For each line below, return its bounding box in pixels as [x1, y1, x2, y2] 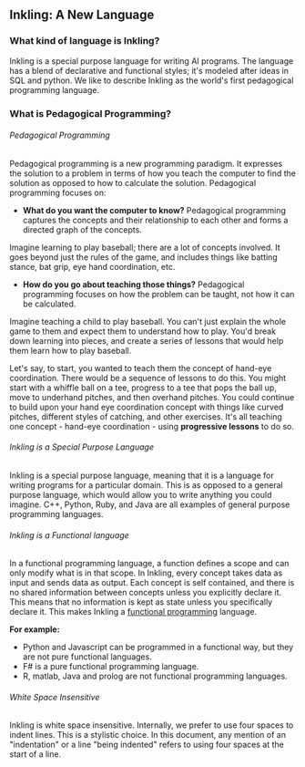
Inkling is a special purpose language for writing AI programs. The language [9, 55, 294, 67]
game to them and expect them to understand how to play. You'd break [9, 326, 276, 337]
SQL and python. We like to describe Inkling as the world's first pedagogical [9, 75, 294, 86]
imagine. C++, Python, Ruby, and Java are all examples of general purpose [9, 499, 290, 510]
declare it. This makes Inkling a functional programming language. [9, 606, 258, 617]
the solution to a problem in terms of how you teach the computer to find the [9, 168, 296, 179]
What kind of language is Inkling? [9, 35, 160, 47]
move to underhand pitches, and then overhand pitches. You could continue [9, 391, 295, 402]
